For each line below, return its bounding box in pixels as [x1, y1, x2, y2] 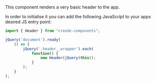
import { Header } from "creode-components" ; [5, 28, 100, 33]
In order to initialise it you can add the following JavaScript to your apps [5, 14, 152, 19]
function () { [31, 51, 58, 56]
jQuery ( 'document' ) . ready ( [5, 37, 61, 42]
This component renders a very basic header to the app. [5, 4, 120, 10]
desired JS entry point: [5, 19, 52, 25]
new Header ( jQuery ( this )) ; [40, 55, 96, 60]
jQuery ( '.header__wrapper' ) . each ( [23, 46, 94, 51]
